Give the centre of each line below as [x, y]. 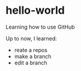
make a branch [33, 56]
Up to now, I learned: [31, 38]
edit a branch [31, 63]
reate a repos [31, 50]
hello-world [35, 10]
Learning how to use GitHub [40, 27]
